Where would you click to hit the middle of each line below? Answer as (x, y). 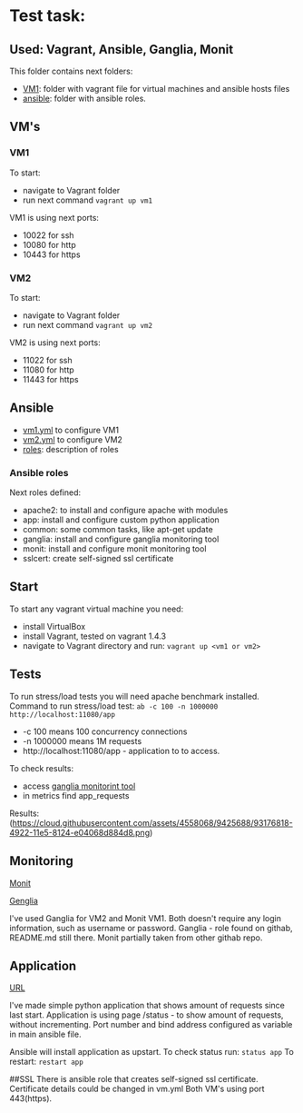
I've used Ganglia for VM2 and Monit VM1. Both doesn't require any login (145, 918)
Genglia (24, 900)
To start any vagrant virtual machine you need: (97, 609)
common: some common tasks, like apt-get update (117, 530)
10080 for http (49, 244)
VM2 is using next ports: (55, 343)
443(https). (31, 1098)
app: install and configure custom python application (121, 520)
